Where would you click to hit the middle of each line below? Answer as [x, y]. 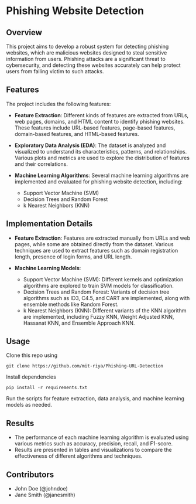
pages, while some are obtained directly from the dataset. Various [94, 244]
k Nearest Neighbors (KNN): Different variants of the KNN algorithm [105, 310]
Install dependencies [31, 377]
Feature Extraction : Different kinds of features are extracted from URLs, [102, 115]
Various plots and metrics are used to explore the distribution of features [102, 158]
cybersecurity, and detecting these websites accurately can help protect [94, 65]
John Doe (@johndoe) [41, 489]
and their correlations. [41, 164]
